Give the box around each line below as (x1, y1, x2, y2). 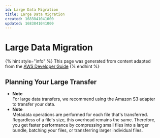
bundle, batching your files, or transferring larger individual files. (12, 127, 143, 133)
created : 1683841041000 (5, 16, 54, 21)
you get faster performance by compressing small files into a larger (12, 122, 149, 128)
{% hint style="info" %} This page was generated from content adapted (5, 58, 151, 64)
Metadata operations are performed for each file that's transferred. (12, 111, 149, 117)
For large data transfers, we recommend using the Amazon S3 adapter (12, 96, 156, 102)
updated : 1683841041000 (5, 21, 54, 26)
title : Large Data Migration (5, 12, 65, 17)
